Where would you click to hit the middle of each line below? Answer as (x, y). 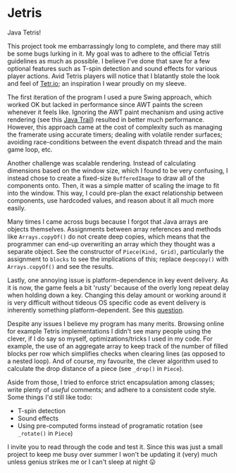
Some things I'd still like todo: (50, 397)
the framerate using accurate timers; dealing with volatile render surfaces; (115, 134)
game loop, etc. (30, 149)
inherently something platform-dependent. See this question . (96, 310)
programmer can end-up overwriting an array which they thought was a (111, 244)
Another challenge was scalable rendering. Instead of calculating (101, 163)
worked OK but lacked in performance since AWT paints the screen (105, 104)
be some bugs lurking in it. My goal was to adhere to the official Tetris (108, 53)
